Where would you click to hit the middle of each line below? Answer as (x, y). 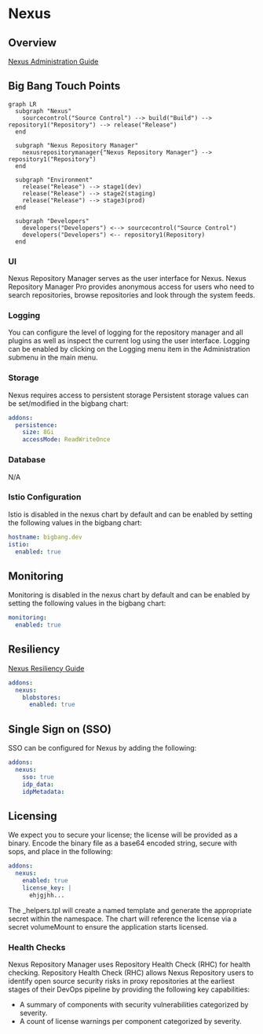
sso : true (38, 777)
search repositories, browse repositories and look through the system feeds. (131, 295)
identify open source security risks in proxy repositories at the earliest (122, 981)
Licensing (33, 816)
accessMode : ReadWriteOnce (66, 440)
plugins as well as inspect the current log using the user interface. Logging (129, 341)
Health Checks (37, 947)
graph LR (22, 104)
